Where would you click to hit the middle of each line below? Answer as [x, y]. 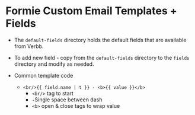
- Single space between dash [67, 100]
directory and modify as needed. [54, 64]
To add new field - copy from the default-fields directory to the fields [102, 57]
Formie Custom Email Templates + [91, 11]
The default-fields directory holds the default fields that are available [100, 40]
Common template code [44, 75]
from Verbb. [29, 46]
